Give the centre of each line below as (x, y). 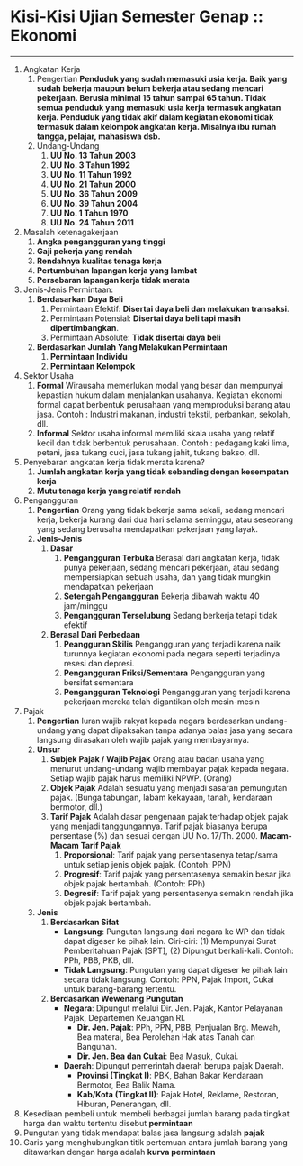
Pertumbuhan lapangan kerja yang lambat (117, 270)
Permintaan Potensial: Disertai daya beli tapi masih (146, 318)
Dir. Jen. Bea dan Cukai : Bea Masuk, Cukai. (158, 1056)
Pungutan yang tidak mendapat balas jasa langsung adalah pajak (144, 1133)
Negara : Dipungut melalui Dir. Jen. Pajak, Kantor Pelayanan (174, 1008)
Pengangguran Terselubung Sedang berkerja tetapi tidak (170, 615)
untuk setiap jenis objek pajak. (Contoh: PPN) (147, 864)
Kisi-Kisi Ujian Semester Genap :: (137, 17)
